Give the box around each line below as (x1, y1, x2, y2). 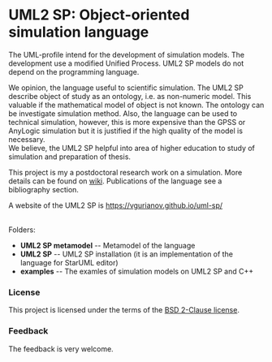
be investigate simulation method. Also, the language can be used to (8, 108, 238, 119)
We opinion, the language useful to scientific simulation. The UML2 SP (8, 83, 244, 93)
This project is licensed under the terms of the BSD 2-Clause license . (8, 305, 240, 315)
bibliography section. (8, 184, 80, 194)
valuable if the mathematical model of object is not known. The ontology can (8, 100, 265, 110)
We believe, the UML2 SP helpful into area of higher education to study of (8, 143, 256, 153)
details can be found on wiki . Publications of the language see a (8, 176, 222, 186)
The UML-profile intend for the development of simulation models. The (8, 50, 245, 59)
